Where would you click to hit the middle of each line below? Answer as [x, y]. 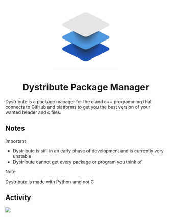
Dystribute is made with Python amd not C [50, 182]
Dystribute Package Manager [86, 87]
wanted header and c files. [33, 112]
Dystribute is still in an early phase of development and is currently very [88, 151]
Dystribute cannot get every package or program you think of [77, 162]
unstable [22, 156]
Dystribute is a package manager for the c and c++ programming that [78, 101]
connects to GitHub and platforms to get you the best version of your [78, 107]
